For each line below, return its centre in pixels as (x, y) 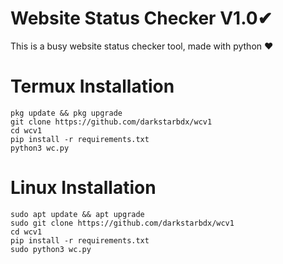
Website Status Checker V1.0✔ (141, 18)
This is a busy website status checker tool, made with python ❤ (142, 46)
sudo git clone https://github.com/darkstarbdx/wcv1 (122, 223)
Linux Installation (83, 188)
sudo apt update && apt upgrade (77, 214)
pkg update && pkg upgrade (66, 113)
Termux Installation (92, 86)
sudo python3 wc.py (51, 249)
